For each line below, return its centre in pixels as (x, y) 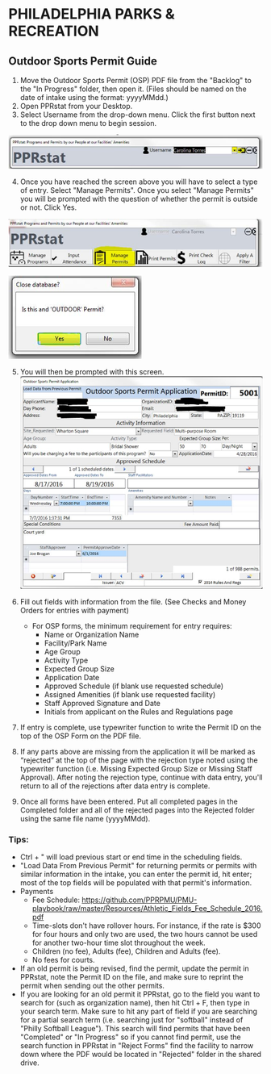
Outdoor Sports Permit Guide (83, 61)
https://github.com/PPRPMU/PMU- (140, 900)
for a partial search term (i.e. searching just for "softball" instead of (131, 1020)
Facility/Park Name (75, 643)
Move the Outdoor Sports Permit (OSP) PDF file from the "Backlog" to (135, 80)
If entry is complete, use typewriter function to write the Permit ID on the (141, 728)
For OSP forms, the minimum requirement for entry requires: (132, 626)
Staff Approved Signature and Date (102, 704)
